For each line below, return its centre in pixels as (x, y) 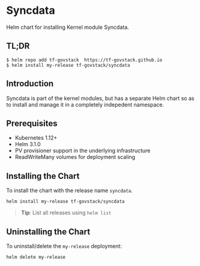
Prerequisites (32, 123)
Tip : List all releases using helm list (66, 213)
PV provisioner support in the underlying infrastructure (83, 150)
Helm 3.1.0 (28, 144)
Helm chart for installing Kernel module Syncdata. (68, 27)
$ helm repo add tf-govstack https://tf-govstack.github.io (84, 60)
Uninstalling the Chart (48, 231)
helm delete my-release (36, 257)
